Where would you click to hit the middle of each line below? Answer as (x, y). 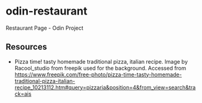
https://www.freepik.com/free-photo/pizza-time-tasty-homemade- (98, 75)
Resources (26, 47)
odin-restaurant (47, 11)
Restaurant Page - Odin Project (45, 28)
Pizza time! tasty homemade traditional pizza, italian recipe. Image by (101, 61)
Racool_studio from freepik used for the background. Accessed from (100, 68)
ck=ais (23, 94)
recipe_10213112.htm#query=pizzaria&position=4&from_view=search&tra (105, 87)
